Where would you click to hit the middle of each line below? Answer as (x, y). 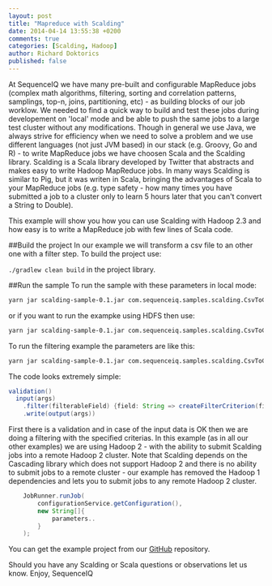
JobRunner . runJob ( (54, 496)
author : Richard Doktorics (54, 54)
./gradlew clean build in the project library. (82, 269)
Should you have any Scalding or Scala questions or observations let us (128, 565)
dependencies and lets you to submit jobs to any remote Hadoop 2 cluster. (133, 481)
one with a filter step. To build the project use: (85, 253)
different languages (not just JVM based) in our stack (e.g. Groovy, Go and (133, 144)
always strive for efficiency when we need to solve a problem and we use (131, 136)
